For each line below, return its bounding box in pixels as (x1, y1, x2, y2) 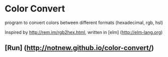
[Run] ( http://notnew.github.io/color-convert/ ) (5, 43, 154, 52)
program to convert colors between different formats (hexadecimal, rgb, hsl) (5, 19, 163, 25)
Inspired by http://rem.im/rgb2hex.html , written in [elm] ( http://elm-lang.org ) (5, 29, 163, 35)
